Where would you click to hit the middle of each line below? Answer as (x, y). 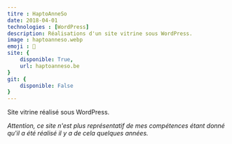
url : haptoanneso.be (50, 66)
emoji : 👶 (22, 46)
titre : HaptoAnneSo (37, 14)
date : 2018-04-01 (33, 20)
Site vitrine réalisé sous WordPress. (59, 112)
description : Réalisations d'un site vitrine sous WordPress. (100, 33)
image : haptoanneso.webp (45, 40)
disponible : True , (47, 60)
